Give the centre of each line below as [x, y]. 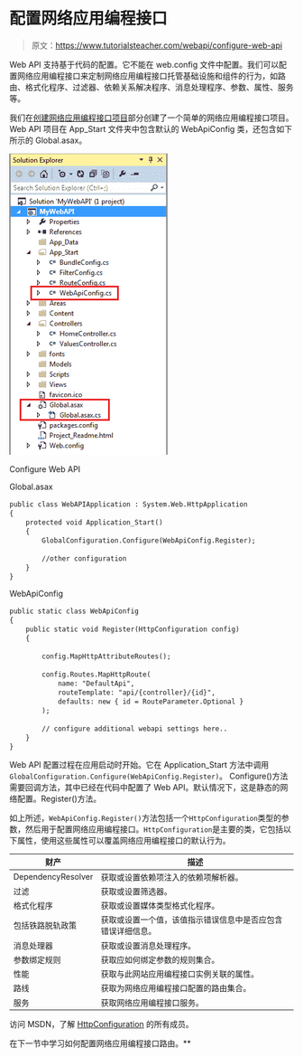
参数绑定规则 [37, 959]
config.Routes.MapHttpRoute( [96, 675]
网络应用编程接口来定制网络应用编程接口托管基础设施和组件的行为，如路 [151, 75]
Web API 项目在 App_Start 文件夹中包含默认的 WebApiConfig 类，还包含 [143, 128]
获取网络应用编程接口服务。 [152, 1002]
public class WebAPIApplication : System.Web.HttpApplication [129, 504]
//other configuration [84, 558]
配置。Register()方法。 [59, 798]
